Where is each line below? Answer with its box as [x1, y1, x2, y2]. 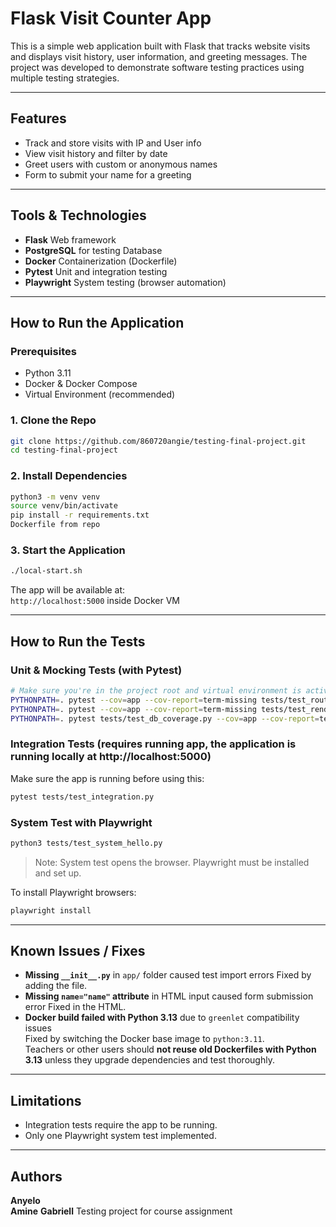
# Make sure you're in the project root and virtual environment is [10, 685, 302, 696]
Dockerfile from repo [10, 520, 101, 530]
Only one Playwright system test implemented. [24, 1130, 217, 1142]
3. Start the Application [10, 543, 126, 557]
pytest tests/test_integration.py [10, 792, 155, 802]
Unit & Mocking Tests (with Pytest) [10, 663, 183, 677]
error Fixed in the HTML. [24, 1001, 127, 1013]
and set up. [34, 867, 82, 879]
